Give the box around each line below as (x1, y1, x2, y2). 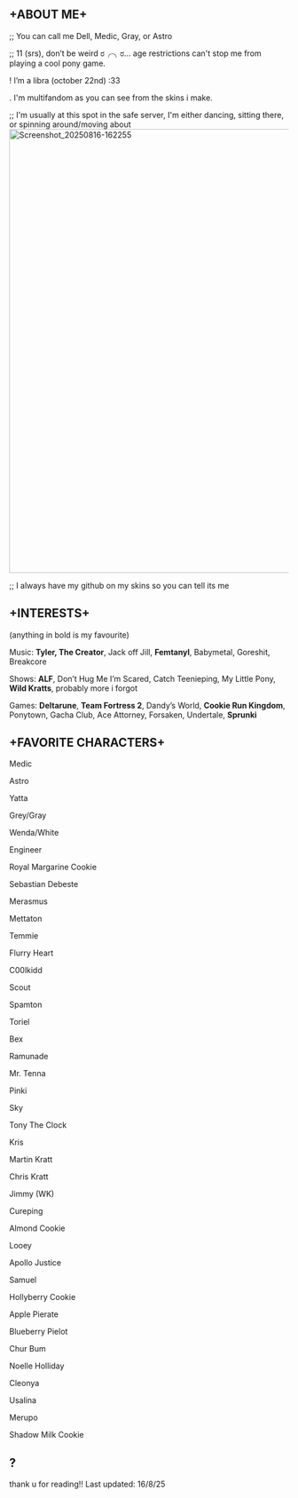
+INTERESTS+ (9, 606, 90, 621)
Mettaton (9, 914, 43, 924)
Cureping (9, 1206, 43, 1217)
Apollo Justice (9, 1257, 62, 1268)
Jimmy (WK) (9, 1189, 55, 1200)
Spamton (9, 999, 43, 1011)
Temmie (9, 931, 39, 941)
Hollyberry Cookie (9, 1292, 76, 1303)
